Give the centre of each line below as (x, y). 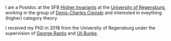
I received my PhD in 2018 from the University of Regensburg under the (80, 28)
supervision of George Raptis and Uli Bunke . (52, 33)
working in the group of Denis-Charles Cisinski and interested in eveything (84, 13)
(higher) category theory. (32, 18)
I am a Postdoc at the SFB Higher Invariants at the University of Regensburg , (86, 7)
